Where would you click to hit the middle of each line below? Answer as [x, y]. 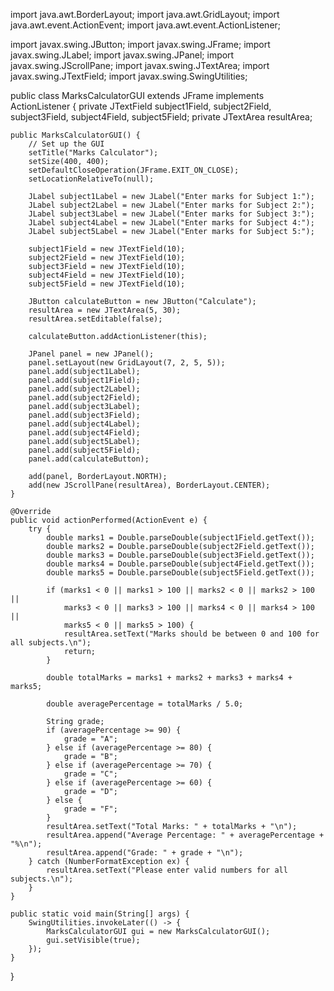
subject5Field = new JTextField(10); [107, 284]
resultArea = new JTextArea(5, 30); [105, 310]
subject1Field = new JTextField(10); [107, 249]
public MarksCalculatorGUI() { [75, 135]
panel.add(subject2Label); [84, 389]
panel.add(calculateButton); [89, 459]
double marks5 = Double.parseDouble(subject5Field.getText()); [180, 573]
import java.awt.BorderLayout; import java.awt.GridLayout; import [145, 14]
